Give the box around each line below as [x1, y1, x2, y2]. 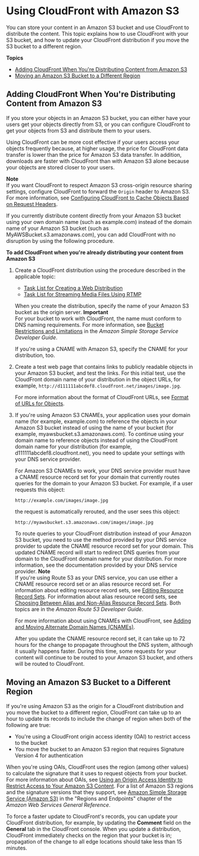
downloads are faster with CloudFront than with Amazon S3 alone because [6, 157, 189, 165]
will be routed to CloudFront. [14, 660, 85, 667]
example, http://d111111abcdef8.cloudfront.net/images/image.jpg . [14, 382, 181, 389]
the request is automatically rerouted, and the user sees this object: [14, 508, 180, 515]
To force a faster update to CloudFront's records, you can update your [6, 813, 178, 820]
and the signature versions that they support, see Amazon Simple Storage [6, 788, 187, 795]
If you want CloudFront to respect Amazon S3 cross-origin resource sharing [6, 181, 192, 188]
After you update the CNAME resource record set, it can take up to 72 [14, 634, 186, 642]
